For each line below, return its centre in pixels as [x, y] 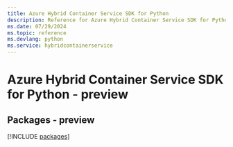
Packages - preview [51, 120]
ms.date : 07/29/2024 [37, 26]
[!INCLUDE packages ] [38, 136]
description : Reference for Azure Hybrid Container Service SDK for [108, 20]
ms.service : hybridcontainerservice [60, 46]
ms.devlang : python [35, 39]
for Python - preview [68, 95]
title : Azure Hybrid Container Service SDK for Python [88, 13]
